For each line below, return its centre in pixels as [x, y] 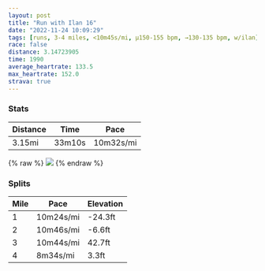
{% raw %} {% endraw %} [56, 163]
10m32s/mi [115, 143]
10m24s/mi [58, 217]
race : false [28, 45]
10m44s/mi [58, 243]
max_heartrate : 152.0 [44, 74]
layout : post [30, 15]
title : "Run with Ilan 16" [52, 23]
